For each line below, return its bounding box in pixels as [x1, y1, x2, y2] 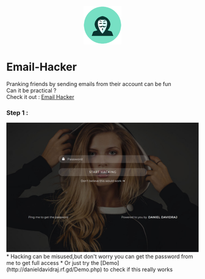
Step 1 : [6, 108, 29, 117]
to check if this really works [103, 266, 173, 273]
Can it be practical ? [6, 87, 57, 94]
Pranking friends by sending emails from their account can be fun [6, 80, 171, 87]
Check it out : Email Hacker [6, 93, 74, 100]
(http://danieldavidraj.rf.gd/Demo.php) [6, 266, 103, 273]
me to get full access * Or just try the [6, 259, 99, 266]
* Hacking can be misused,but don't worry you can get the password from [6, 253, 193, 260]
